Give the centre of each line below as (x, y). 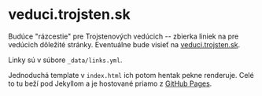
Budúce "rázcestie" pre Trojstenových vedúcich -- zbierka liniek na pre (124, 36)
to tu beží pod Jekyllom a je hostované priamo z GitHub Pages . (110, 83)
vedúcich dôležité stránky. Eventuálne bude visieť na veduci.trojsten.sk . (124, 44)
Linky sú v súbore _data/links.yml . (65, 60)
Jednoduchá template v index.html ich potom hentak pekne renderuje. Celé (131, 75)
